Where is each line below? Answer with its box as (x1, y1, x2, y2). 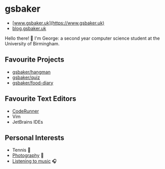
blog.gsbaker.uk (12, 25, 46, 31)
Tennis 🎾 (12, 147, 31, 153)
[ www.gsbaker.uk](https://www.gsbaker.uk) (12, 20, 105, 26)
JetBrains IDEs (12, 119, 43, 125)
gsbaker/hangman (12, 69, 51, 75)
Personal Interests (5, 133, 64, 142)
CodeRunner (12, 108, 39, 114)
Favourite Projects (5, 55, 64, 64)
